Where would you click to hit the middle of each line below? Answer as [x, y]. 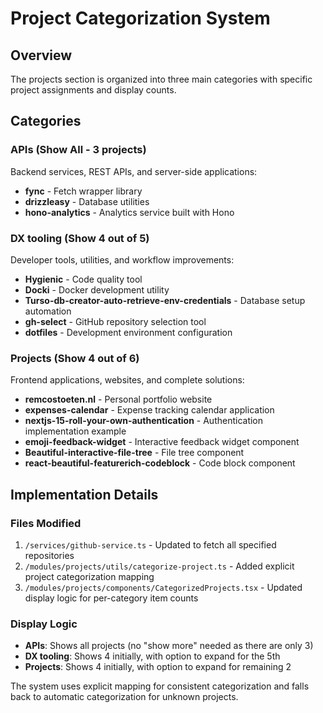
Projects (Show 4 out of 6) [75, 358]
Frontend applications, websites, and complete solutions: [127, 380]
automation [48, 311]
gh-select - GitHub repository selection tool [115, 321]
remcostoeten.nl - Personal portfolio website [118, 399]
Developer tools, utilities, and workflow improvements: [122, 259]
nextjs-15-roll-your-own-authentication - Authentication [144, 421]
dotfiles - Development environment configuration [128, 332]
